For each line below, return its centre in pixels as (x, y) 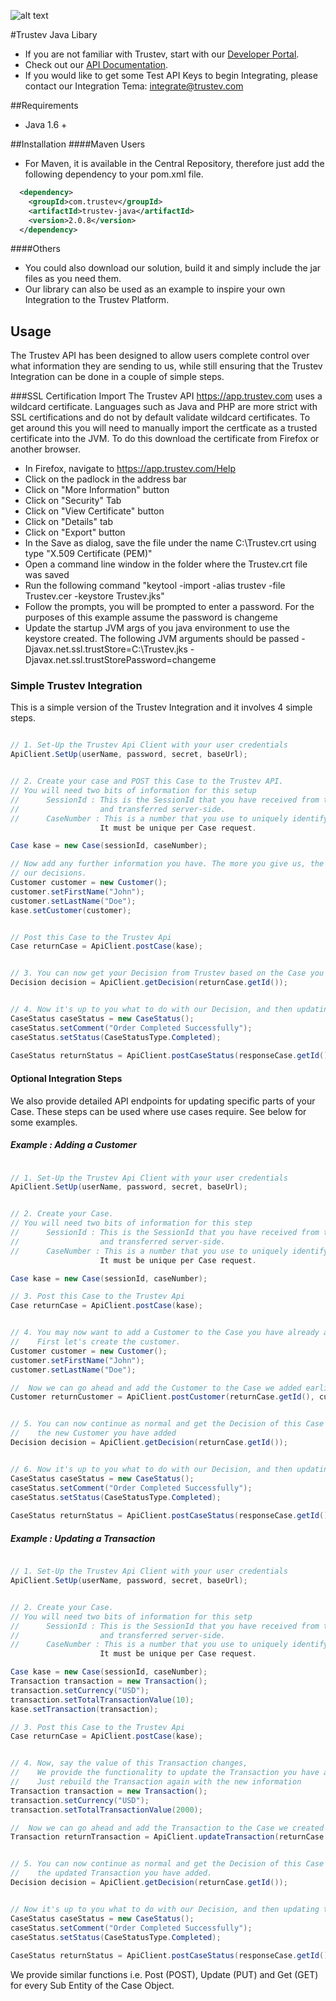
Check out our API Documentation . (96, 64)
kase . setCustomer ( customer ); (71, 910)
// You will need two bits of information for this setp (131, 1616)
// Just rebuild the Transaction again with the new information (156, 1782)
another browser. (45, 449)
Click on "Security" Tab (73, 501)
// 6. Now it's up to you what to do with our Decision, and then (151, 1469)
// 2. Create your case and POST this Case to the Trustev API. (147, 781)
